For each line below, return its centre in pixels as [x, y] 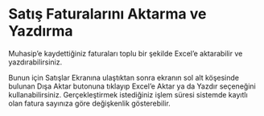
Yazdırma [41, 31]
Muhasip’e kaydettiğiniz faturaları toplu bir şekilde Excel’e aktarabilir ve [126, 53]
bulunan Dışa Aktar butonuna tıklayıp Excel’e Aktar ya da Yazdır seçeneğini [132, 86]
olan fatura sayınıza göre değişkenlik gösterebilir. [89, 103]
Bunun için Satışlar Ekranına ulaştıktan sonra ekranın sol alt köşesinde [124, 77]
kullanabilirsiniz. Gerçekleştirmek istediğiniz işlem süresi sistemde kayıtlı [128, 94]
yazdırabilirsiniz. [35, 62]
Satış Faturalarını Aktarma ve [107, 14]
